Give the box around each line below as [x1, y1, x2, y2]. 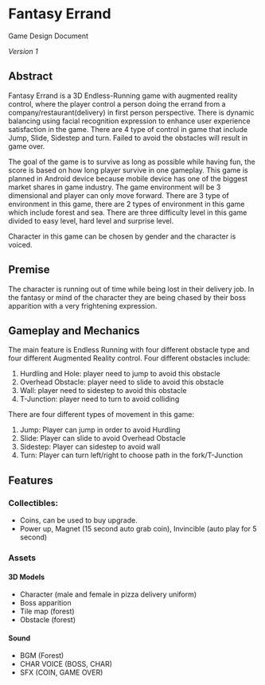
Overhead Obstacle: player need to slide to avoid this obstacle [19, 377, 224, 387]
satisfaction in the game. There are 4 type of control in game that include [8, 124, 248, 134]
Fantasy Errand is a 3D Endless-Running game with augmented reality [8, 91, 238, 100]
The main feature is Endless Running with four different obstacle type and [8, 345, 250, 355]
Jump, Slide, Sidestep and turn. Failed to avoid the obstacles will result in [8, 133, 248, 142]
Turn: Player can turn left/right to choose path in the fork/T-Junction [19, 450, 244, 460]
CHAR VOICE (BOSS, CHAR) [19, 660, 113, 669]
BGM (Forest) [19, 651, 64, 660]
